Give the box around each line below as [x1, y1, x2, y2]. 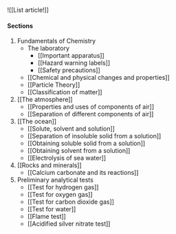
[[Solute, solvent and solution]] [27, 125, 115, 133]
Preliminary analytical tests [16, 175, 94, 184]
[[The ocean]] [16, 117, 57, 126]
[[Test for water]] [27, 205, 76, 213]
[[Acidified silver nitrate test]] [27, 220, 111, 228]
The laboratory [27, 44, 70, 52]
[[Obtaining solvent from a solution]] [27, 147, 131, 155]
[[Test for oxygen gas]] [27, 191, 93, 199]
